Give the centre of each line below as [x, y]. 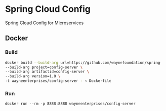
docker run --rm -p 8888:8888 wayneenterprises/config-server [70, 104]
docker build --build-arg [32, 63]
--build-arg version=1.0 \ [33, 76]
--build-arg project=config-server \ [44, 67]
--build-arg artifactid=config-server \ [47, 72]
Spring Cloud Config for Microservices [44, 23]
